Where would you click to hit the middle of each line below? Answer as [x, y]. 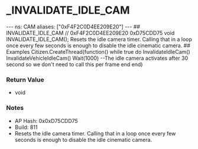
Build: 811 [26, 127]
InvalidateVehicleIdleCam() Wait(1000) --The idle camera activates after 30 [97, 58]
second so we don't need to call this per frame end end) [74, 64]
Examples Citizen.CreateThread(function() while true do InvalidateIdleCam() [98, 51]
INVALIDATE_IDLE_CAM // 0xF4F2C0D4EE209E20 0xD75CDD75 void [90, 33]
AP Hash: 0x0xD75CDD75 [46, 121]
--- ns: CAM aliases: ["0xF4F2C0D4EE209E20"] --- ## [73, 27]
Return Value [25, 79]
